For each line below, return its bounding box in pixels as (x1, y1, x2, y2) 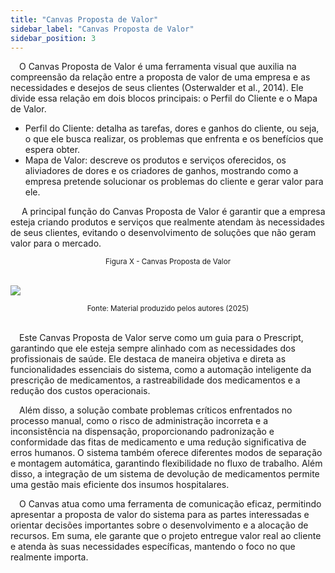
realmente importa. (10, 551, 89, 563)
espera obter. (24, 144, 81, 156)
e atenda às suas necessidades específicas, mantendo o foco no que (10, 541, 296, 553)
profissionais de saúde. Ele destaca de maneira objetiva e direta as (10, 353, 287, 365)
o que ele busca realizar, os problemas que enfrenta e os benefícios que (24, 133, 324, 145)
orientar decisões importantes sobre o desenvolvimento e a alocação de (10, 519, 309, 531)
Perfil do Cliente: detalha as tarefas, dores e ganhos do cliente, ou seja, (24, 122, 320, 135)
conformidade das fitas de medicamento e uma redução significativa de (10, 436, 307, 448)
